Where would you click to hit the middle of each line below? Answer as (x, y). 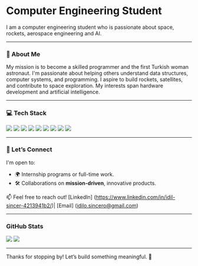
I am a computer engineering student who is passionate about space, (90, 27)
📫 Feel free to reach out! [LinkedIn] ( (51, 197)
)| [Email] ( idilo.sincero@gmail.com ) (95, 205)
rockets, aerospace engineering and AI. (54, 33)
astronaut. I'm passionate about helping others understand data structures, (97, 73)
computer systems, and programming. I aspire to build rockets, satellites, (95, 79)
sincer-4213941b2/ (29, 205)
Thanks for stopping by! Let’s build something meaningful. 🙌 (79, 257)
